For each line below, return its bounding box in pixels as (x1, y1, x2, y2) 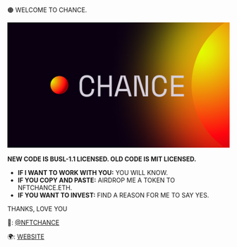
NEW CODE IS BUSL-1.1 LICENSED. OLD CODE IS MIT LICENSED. (7, 155, 197, 163)
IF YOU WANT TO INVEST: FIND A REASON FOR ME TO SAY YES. (17, 191, 209, 199)
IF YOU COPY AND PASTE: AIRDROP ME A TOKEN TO (17, 176, 175, 184)
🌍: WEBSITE (7, 232, 44, 241)
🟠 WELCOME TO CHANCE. (7, 6, 87, 14)
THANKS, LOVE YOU (7, 204, 68, 213)
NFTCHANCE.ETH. (17, 183, 73, 192)
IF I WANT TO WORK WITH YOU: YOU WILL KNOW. (17, 168, 168, 176)
